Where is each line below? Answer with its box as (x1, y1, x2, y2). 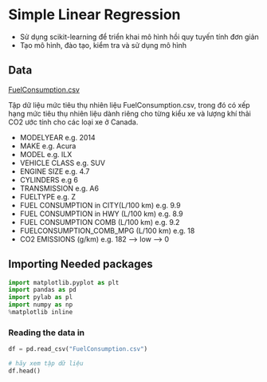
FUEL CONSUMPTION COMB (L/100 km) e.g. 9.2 (19, 217, 180, 226)
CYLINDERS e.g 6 (19, 175, 78, 184)
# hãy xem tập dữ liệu (8, 360, 84, 368)
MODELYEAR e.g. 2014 (19, 132, 96, 142)
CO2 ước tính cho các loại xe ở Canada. (8, 117, 139, 127)
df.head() (8, 367, 41, 375)
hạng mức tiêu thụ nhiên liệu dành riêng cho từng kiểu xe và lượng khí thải (8, 108, 251, 118)
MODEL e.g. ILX (19, 149, 73, 159)
